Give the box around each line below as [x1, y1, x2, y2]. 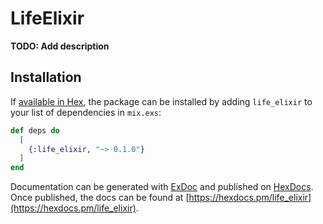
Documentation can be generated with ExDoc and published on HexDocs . [10, 181, 314, 193]
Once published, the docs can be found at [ [10, 192, 190, 204]
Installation [10, 69, 82, 86]
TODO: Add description [10, 40, 110, 52]
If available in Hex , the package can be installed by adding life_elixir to [10, 95, 313, 107]
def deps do [10, 125, 60, 136]
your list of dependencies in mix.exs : [10, 106, 162, 118]
